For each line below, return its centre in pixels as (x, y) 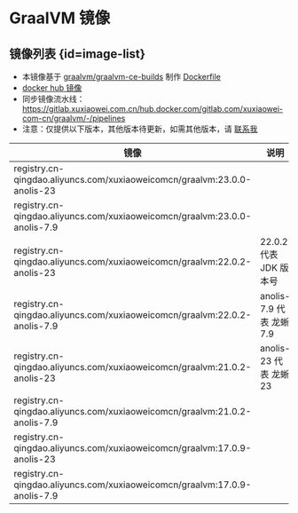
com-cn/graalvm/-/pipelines (74, 118)
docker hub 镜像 (52, 88)
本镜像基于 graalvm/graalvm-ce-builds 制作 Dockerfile (122, 77)
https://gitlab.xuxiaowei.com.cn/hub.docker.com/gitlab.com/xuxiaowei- (153, 109)
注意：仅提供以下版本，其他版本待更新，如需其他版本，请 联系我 (140, 129)
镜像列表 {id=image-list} (78, 54)
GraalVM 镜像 (60, 18)
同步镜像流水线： (53, 99)
